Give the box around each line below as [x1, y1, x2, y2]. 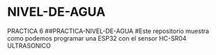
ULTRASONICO [7, 41, 51, 49]
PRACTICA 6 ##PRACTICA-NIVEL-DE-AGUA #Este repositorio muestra [7, 27, 210, 35]
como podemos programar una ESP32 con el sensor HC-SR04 [7, 34, 187, 42]
